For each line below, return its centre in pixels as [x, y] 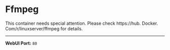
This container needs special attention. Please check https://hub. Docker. [82, 23]
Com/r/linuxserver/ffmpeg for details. [44, 28]
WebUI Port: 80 [21, 43]
